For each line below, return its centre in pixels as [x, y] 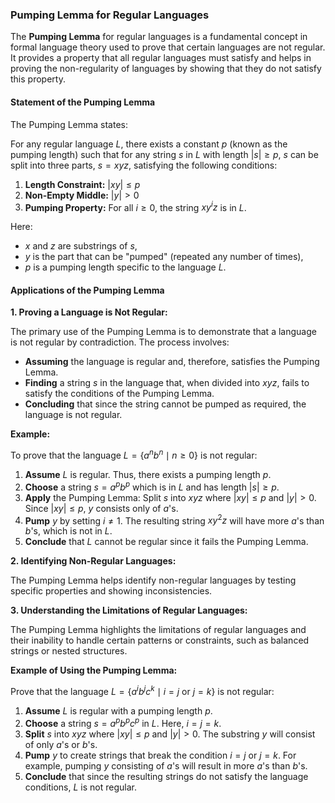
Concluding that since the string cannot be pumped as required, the [165, 404]
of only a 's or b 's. [61, 744]
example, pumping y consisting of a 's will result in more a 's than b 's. [166, 765]
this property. [38, 79]
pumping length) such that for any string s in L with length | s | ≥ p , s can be [164, 154]
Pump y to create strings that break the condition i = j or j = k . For [160, 755]
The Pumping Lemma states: [69, 124]
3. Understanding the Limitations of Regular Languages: [129, 610]
